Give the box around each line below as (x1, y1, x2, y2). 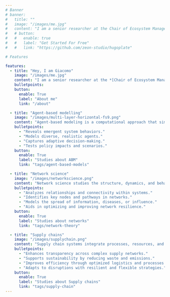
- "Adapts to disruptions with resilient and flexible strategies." (18, 265, 166, 270)
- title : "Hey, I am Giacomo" (10, 68, 73, 73)
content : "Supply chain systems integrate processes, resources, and (14, 242, 164, 247)
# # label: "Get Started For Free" (5, 41, 90, 46)
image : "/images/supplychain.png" (14, 237, 87, 242)
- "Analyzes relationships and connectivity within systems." (18, 190, 153, 195)
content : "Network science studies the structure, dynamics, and (14, 180, 155, 185)
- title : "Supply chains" (10, 232, 65, 237)
